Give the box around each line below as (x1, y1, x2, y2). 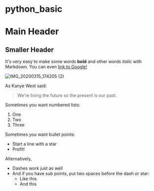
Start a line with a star (12, 141, 57, 147)
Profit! (12, 146, 25, 152)
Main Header (5, 26, 59, 37)
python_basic (5, 3, 63, 15)
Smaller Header (5, 45, 54, 54)
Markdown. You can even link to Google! (5, 64, 87, 70)
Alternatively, (5, 156, 32, 162)
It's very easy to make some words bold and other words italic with (5, 59, 142, 64)
